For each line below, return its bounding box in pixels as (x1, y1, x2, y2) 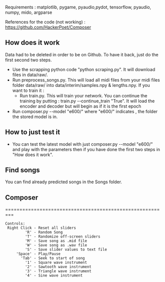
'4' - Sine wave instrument (25, 273, 83, 278)
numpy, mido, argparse (5, 9, 52, 15)
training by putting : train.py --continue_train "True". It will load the (19, 98, 155, 104)
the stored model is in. (12, 114, 58, 120)
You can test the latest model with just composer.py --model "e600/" (12, 141, 153, 147)
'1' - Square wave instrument (25, 260, 87, 265)
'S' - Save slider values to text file (25, 247, 107, 252)
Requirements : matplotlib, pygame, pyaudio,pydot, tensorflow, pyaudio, (5, 4, 152, 10)
